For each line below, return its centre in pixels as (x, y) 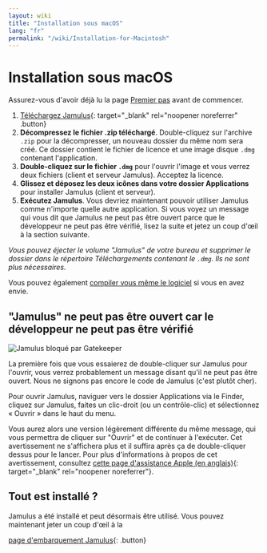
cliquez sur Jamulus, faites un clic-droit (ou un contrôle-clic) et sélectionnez (134, 405)
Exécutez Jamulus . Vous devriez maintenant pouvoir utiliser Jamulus (134, 200)
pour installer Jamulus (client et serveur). (88, 192)
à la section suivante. (55, 235)
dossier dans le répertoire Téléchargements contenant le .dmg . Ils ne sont (129, 259)
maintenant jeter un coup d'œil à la (66, 524)
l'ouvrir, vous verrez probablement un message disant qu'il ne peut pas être (133, 372)
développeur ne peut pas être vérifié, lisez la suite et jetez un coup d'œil (139, 226)
